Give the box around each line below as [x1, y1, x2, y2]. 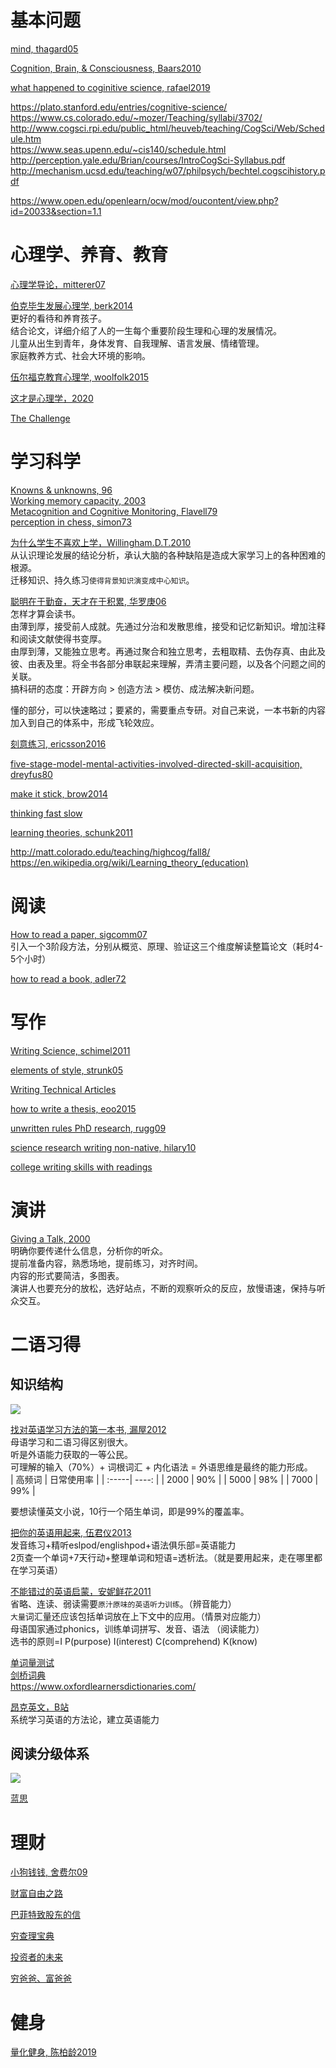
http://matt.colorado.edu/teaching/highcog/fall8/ [10, 846, 211, 858]
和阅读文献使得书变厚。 [10, 632, 107, 645]
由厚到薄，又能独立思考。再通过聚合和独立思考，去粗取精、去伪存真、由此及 [10, 645, 326, 657]
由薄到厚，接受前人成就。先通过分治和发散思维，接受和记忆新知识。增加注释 [10, 620, 326, 632]
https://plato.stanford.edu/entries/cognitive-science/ [10, 101, 228, 113]
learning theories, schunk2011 [10, 826, 133, 838]
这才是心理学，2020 [10, 392, 94, 404]
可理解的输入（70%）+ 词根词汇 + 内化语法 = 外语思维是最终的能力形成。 [10, 1461, 313, 1473]
